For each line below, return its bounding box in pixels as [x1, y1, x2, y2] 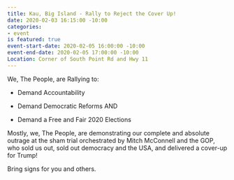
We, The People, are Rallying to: [7, 75, 99, 83]
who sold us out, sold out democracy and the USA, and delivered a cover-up [7, 144, 228, 152]
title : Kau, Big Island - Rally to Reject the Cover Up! [7, 10, 177, 17]
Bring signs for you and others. [7, 165, 96, 173]
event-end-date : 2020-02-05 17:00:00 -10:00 [7, 50, 139, 57]
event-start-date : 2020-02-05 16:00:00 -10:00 [7, 43, 145, 50]
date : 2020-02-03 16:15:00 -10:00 [7, 17, 108, 24]
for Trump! [7, 151, 38, 159]
